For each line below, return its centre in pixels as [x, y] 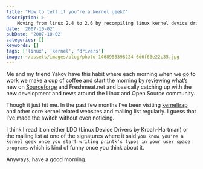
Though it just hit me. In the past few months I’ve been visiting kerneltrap [97, 105]
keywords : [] [23, 46]
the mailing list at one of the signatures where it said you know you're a [95, 136]
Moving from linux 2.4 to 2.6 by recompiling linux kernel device [102, 23]
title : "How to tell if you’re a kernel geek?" [67, 12]
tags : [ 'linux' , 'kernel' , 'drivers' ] [55, 51]
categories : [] [25, 40]
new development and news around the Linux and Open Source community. [101, 93]
